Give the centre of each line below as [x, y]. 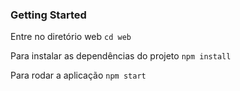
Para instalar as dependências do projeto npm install [121, 56]
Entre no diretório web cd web [71, 37]
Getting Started [48, 15]
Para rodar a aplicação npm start [78, 75]
